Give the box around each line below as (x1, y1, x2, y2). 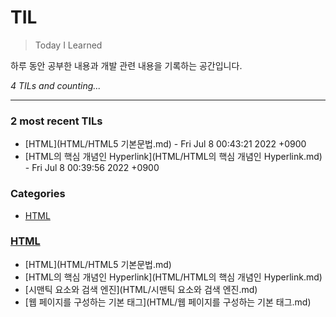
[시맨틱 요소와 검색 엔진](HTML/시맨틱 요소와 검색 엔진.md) (24, 283, 258, 295)
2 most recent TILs (10, 114, 103, 128)
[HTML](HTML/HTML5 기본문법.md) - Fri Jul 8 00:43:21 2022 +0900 (24, 138, 307, 150)
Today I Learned (34, 39, 103, 51)
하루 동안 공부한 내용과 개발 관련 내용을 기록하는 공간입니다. (10, 59, 243, 71)
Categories (10, 187, 66, 201)
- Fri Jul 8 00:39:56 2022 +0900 (24, 162, 160, 174)
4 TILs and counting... (10, 79, 102, 91)
